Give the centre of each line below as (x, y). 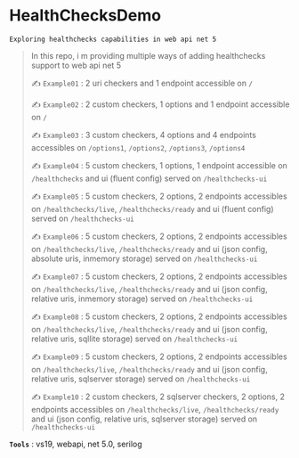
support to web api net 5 (76, 65)
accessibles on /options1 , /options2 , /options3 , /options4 (138, 147)
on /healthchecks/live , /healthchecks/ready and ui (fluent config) (152, 209)
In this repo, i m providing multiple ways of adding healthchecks (148, 55)
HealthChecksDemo (85, 16)
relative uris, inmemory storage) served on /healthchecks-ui (142, 299)
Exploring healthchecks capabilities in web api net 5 (113, 39)
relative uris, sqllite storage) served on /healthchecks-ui (134, 339)
